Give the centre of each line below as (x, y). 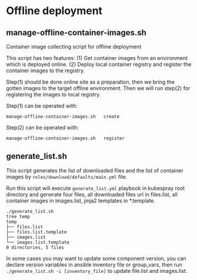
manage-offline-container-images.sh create (63, 116)
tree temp (18, 216)
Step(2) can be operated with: (42, 127)
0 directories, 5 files (35, 247)
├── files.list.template (36, 232)
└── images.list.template (38, 242)
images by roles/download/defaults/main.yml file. (67, 176)
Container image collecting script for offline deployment (74, 46)
